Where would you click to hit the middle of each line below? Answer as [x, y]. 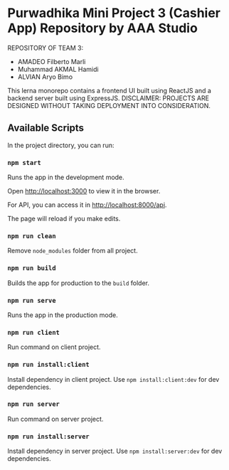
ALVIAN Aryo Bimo [45, 77]
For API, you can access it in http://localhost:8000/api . [87, 205]
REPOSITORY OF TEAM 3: [46, 48]
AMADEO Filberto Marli [52, 61]
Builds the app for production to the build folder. [79, 283]
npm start [24, 162]
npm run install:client [49, 365]
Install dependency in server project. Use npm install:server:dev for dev [115, 451]
